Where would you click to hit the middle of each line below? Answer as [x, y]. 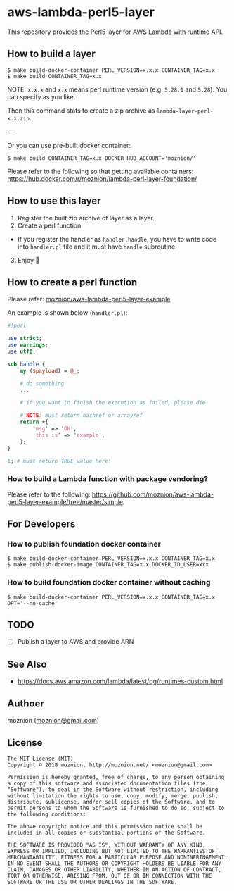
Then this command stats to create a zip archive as [81, 111]
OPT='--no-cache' [33, 603]
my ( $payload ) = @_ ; [50, 370]
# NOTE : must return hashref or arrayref [81, 416]
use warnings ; [28, 345]
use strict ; [25, 339]
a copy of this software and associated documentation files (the [106, 783]
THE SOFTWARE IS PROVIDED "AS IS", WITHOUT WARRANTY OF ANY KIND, [106, 845]
